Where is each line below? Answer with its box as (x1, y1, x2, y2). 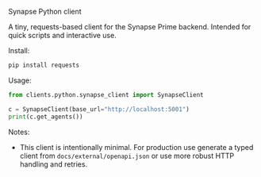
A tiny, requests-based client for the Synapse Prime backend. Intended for (8, 22, 251, 31)
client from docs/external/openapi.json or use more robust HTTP (19, 151, 235, 160)
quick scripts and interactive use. (8, 31, 117, 40)
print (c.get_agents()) (8, 113, 83, 121)
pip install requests (8, 61, 80, 69)
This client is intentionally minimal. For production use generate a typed (19, 142, 254, 152)
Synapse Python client (8, 7, 82, 16)
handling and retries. (19, 159, 88, 169)
